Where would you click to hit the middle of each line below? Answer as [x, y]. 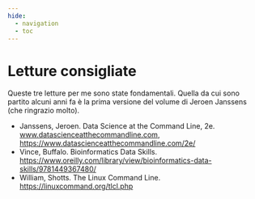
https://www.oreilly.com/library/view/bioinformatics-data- [115, 161]
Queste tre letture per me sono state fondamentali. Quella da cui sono [124, 93]
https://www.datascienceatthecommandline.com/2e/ [107, 143]
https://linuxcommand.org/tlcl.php [76, 186]
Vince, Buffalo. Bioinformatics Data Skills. [88, 152]
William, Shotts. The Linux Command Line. [90, 178]
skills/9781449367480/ [57, 169]
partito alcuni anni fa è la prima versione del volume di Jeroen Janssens [127, 102]
